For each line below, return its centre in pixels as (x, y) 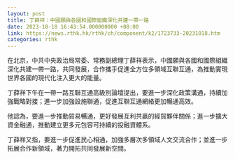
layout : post (26, 14)
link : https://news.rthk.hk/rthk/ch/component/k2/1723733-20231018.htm (114, 33)
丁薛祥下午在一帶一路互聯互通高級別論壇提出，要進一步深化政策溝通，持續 (114, 93)
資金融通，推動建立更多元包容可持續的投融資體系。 (81, 125)
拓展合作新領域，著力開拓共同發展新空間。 (69, 149)
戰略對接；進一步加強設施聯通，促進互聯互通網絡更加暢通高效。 (105, 101)
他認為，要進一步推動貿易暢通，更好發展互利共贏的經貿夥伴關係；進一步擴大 (117, 116)
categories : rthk (33, 40)
